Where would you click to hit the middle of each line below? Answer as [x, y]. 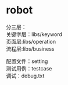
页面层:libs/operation [31, 41]
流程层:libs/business [30, 49]
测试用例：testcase [29, 68]
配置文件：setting [27, 61]
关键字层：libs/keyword [34, 34]
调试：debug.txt [25, 76]
